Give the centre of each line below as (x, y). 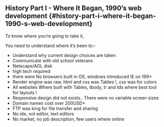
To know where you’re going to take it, (44, 36)
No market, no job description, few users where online (68, 119)
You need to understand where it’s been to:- (50, 45)
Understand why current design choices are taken (64, 55)
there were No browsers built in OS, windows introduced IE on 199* (82, 76)
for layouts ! (25, 92)
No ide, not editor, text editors (43, 113)
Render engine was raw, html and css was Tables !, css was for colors (84, 81)
